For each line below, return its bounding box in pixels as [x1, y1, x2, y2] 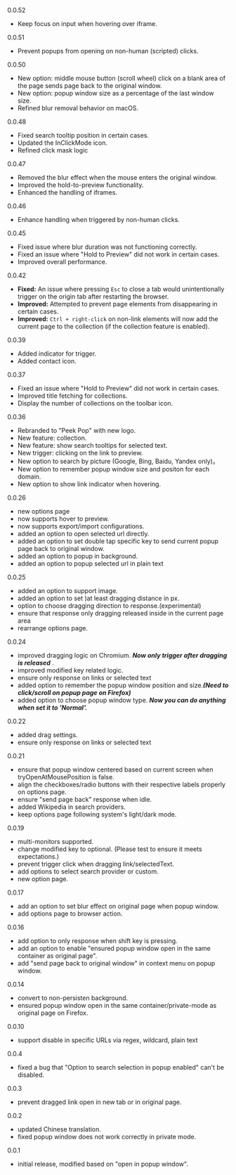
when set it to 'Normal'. [17, 703, 88, 712]
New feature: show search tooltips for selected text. [17, 441, 168, 449]
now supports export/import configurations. [17, 522, 145, 530]
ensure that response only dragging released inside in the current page [17, 609, 224, 617]
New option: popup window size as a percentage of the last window [17, 89, 214, 97]
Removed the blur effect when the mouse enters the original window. [17, 174, 218, 181]
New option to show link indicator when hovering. [17, 480, 162, 488]
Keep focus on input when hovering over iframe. [17, 20, 157, 27]
